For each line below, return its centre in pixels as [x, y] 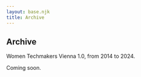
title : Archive [25, 17]
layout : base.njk [28, 12]
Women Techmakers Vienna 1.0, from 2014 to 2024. [71, 56]
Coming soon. [24, 68]
